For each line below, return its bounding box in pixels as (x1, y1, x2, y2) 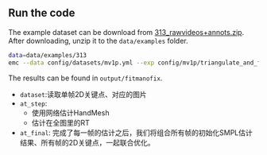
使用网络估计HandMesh (31, 107, 110, 118)
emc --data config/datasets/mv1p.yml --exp (8, 59, 155, 67)
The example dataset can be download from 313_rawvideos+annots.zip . (8, 27, 245, 37)
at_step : (19, 99, 48, 108)
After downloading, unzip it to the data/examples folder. (8, 36, 188, 45)
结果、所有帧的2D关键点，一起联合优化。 (19, 138, 155, 147)
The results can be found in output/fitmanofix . (8, 73, 163, 83)
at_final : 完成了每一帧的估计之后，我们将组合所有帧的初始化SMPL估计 (19, 127, 253, 138)
